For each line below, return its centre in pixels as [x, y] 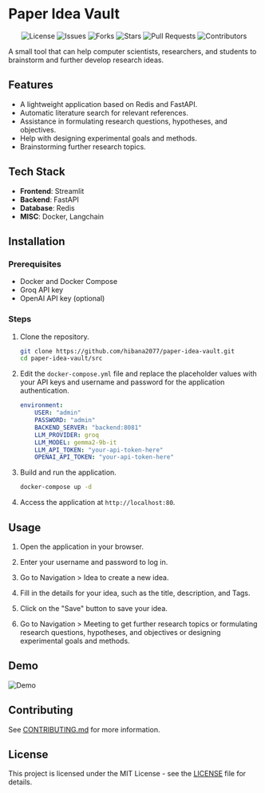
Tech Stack [37, 172]
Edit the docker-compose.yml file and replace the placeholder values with [138, 374]
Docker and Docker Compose [69, 282]
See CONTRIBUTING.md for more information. [85, 729]
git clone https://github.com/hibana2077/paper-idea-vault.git [127, 351]
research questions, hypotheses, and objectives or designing [120, 632]
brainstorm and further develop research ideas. [86, 60]
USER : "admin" [58, 413]
